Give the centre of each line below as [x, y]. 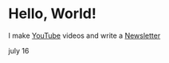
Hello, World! [53, 14]
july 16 [19, 50]
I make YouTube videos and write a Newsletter [84, 35]
